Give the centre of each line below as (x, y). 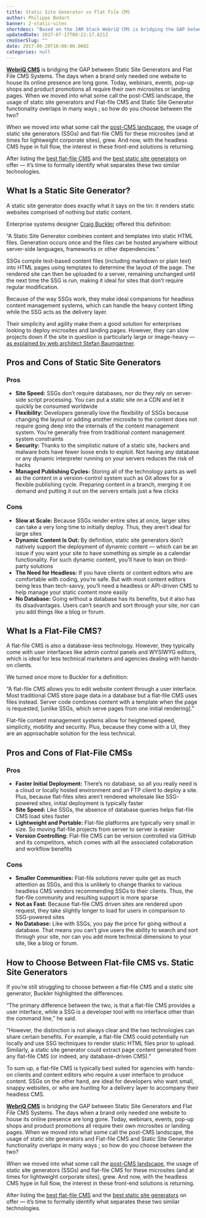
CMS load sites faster (42, 816)
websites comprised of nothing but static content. (69, 212)
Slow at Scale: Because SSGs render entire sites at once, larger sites (102, 520)
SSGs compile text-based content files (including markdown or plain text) (99, 261)
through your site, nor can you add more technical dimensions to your (103, 937)
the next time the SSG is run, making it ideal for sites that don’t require (95, 280)
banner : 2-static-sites (37, 23)
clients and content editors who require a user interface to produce (99, 1075)
